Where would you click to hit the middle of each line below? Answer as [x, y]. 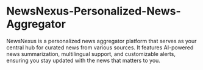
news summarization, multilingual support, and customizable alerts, [91, 54]
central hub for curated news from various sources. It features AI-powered [100, 47]
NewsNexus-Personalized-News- [94, 11]
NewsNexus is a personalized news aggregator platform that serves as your [101, 41]
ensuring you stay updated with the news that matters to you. [83, 60]
